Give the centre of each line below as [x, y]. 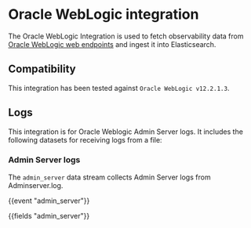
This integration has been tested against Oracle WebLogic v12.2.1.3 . [119, 88]
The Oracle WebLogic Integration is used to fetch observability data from [126, 36]
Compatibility [42, 69]
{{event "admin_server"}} [49, 201]
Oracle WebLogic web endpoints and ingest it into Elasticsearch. [112, 44]
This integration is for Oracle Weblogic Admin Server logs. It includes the [125, 132]
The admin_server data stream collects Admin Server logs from [109, 177]
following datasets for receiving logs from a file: [85, 139]
